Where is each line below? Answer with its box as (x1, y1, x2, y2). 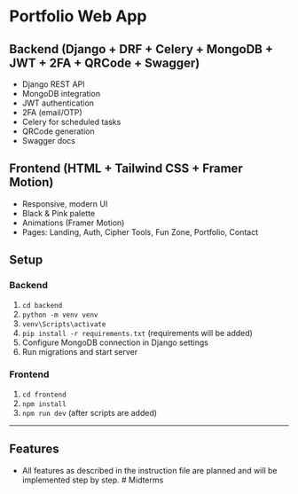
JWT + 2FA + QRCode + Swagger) (9, 55, 200, 70)
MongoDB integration (21, 89, 100, 98)
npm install (21, 399, 67, 409)
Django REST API (21, 79, 86, 90)
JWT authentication (21, 98, 95, 108)
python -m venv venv (21, 310, 98, 319)
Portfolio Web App (9, 6, 147, 27)
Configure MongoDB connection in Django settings (21, 337, 208, 348)
